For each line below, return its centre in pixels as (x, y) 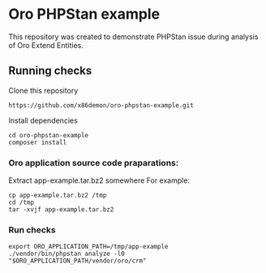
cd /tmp (21, 203)
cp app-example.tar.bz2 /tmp (58, 196)
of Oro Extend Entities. (46, 45)
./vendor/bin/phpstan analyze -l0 (67, 254)
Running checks (50, 71)
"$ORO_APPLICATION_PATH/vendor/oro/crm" (78, 261)
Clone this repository (43, 90)
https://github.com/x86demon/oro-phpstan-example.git (101, 105)
